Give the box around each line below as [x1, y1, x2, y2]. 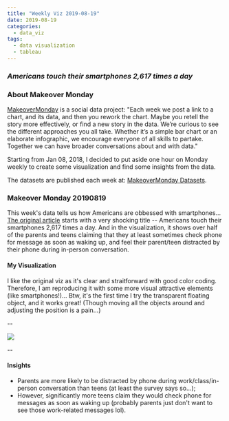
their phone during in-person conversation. [7, 245, 129, 254]
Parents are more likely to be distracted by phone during [17, 376, 177, 384]
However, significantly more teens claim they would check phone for [17, 391, 212, 400]
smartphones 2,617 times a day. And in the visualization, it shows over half [7, 223, 218, 232]
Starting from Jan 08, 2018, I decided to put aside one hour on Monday [7, 156, 208, 164]
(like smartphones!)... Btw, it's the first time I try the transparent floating [7, 291, 210, 300]
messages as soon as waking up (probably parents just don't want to [17, 398, 213, 407]
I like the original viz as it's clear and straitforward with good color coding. [7, 276, 217, 285]
